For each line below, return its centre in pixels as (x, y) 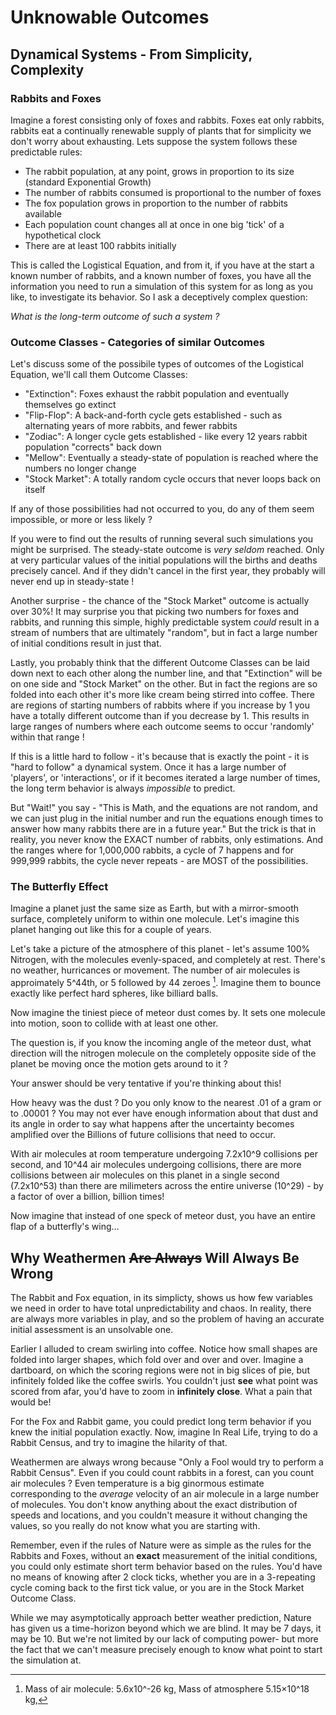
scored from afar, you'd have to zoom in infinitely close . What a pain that (161, 1391)
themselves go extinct (70, 405)
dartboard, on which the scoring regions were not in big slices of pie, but (160, 1370)
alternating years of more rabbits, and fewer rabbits (131, 426)
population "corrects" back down (93, 447)
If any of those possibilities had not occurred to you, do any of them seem (162, 509)
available (43, 213)
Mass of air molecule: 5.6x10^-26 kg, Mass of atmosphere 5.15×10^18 (167, 1688)
